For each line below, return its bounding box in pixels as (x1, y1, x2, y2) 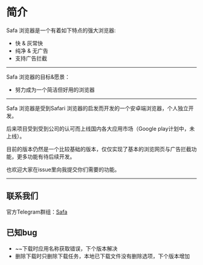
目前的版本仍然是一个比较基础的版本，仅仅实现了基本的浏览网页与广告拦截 (6, 145, 192, 152)
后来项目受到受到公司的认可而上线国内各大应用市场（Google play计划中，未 (6, 125, 195, 132)
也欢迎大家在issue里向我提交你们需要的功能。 (6, 166, 120, 173)
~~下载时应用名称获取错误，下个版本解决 (14, 244, 118, 252)
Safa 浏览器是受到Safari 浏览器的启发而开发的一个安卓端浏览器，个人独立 (6, 104, 189, 112)
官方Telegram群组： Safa (6, 208, 68, 215)
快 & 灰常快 (14, 39, 43, 47)
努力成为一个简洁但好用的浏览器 (14, 86, 95, 93)
